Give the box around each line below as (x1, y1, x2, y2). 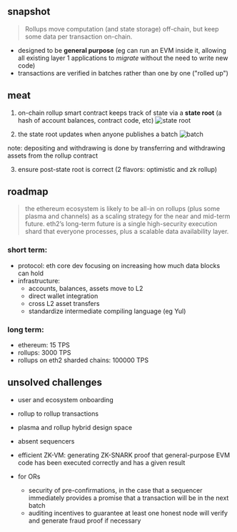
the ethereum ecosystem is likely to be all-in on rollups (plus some (24, 205, 220, 213)
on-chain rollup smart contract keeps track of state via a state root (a (17, 108, 223, 117)
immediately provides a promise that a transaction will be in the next (28, 493, 229, 502)
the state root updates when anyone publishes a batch (17, 130, 178, 138)
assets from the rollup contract (7, 151, 99, 160)
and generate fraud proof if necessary (28, 516, 141, 525)
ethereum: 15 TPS (17, 341, 70, 349)
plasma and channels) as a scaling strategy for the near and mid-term (24, 212, 231, 220)
